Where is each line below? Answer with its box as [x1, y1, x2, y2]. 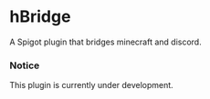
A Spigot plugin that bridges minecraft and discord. [9, 36, 203, 47]
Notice [9, 59, 40, 72]
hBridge [9, 6, 71, 27]
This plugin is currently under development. [9, 80, 173, 91]
